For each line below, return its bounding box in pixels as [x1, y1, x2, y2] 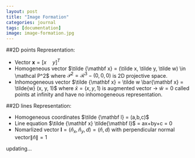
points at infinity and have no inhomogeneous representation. [14, 91, 163, 98]
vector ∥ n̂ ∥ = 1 [14, 134, 48, 141]
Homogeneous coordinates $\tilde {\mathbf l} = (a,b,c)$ [14, 114, 149, 121]
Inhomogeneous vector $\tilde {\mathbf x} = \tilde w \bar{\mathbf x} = [14, 78, 184, 85]
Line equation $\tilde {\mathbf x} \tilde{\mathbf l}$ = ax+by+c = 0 [14, 120, 173, 127]
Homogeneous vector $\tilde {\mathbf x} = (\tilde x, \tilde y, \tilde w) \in [14, 65, 186, 72]
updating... [6, 145, 32, 152]
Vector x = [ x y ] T [14, 58, 60, 66]
